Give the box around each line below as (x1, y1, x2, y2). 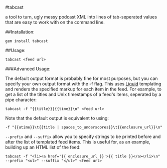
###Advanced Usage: (5, 66, 51, 71)
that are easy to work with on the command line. (5, 19, 105, 25)
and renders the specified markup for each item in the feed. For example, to (5, 86, 162, 92)
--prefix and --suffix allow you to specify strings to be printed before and (5, 133, 161, 139)
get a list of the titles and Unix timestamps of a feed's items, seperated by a (5, 91, 161, 97)
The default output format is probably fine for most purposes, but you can (5, 75, 158, 81)
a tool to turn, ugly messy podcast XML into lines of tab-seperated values (5, 14, 157, 19)
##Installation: (5, 29, 35, 34)
